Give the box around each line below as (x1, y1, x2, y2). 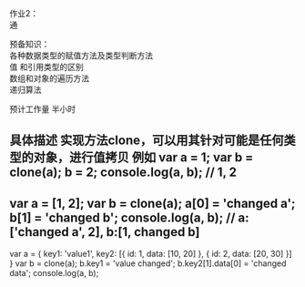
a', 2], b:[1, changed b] (71, 224, 200, 240)
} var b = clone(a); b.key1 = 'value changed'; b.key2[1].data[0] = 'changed (9, 258, 287, 269)
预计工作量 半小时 (9, 104, 76, 114)
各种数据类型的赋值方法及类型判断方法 (9, 50, 153, 61)
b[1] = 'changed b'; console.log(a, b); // (9, 210, 236, 225)
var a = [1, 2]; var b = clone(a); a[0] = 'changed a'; (9, 195, 296, 211)
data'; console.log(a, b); (9, 268, 99, 279)
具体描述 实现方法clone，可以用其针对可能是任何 (9, 133, 284, 149)
